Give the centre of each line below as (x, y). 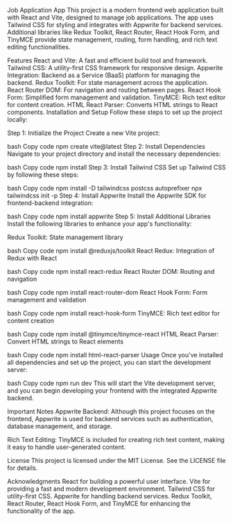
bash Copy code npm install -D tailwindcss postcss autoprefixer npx (105, 188)
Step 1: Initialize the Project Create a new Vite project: (84, 133)
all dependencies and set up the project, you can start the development (109, 362)
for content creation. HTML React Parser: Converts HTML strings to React (113, 105)
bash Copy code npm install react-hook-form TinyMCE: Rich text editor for (114, 313)
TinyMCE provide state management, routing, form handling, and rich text (112, 40)
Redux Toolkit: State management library (65, 237)
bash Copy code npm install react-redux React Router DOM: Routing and (111, 271)
